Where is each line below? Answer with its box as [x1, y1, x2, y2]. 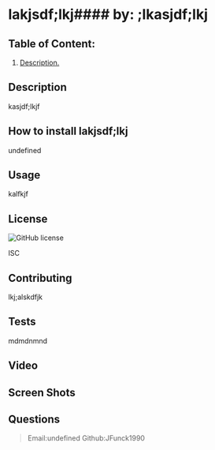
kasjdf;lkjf [8, 101, 40, 111]
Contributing [8, 271, 72, 285]
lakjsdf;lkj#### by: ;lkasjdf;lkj [8, 6, 209, 24]
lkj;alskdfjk [8, 292, 43, 302]
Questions [8, 413, 61, 426]
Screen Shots [8, 385, 76, 399]
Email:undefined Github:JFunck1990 [27, 433, 146, 443]
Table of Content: [8, 37, 96, 51]
